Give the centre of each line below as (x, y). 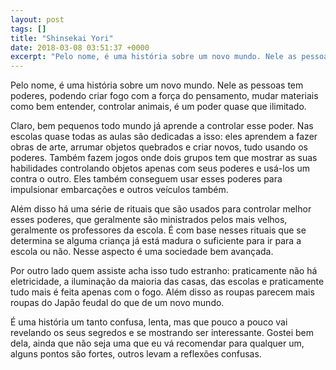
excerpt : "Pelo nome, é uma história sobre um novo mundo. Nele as (154, 57)
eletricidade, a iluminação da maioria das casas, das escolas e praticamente (167, 282)
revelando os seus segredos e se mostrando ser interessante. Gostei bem (162, 333)
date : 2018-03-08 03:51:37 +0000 (80, 47)
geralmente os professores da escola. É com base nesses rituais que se (158, 230)
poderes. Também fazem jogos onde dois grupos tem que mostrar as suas (164, 158)
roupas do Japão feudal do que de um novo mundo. (117, 303)
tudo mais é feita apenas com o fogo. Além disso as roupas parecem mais (162, 292)
